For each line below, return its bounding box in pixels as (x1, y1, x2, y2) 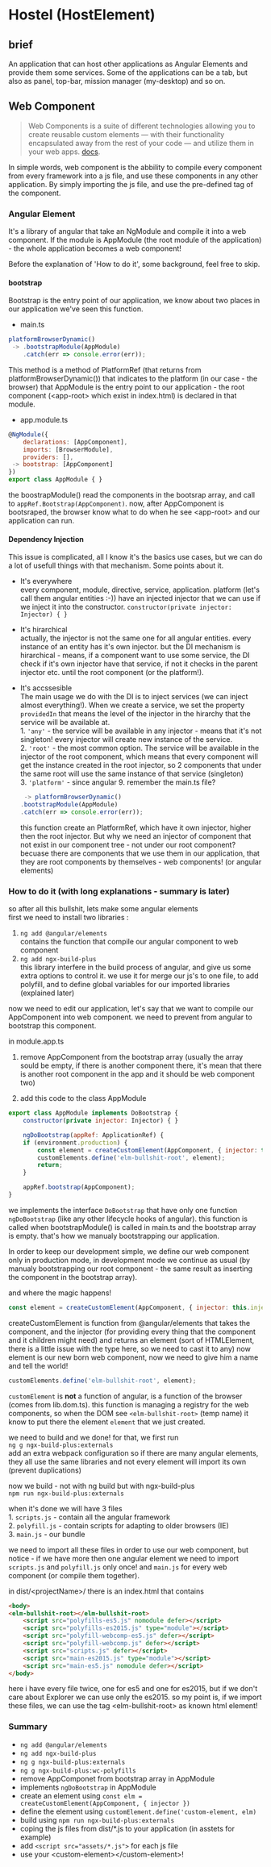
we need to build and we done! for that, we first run (8, 1432, 179, 1442)
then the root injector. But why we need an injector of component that (19, 831, 252, 840)
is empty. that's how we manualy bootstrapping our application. (8, 1231, 220, 1240)
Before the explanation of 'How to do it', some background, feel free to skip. (8, 260, 261, 269)
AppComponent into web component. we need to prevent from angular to (8, 1012, 252, 1022)
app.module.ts (19, 415, 69, 424)
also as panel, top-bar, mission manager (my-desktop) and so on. (8, 77, 226, 85)
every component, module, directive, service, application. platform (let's (19, 585, 261, 594)
